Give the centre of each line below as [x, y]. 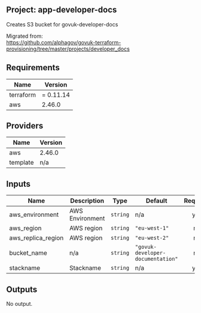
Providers [25, 126]
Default [156, 201]
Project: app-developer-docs [62, 10]
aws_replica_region [36, 238]
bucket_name [28, 253]
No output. [19, 304]
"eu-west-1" [152, 228]
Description [87, 201]
